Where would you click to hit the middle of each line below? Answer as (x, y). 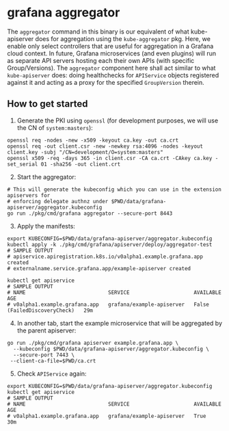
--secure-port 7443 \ (44, 355)
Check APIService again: (52, 374)
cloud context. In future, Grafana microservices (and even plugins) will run (112, 53)
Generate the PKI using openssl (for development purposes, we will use (118, 120)
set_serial (23, 164)
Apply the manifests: (46, 226)
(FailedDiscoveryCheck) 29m (50, 310)
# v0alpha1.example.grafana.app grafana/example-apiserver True (107, 416)
